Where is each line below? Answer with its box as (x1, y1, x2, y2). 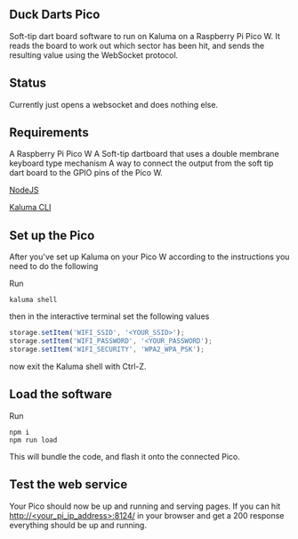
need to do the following (9, 261, 99, 272)
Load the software (9, 387, 113, 402)
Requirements (9, 125, 89, 141)
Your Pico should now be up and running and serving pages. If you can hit (9, 501, 281, 511)
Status (9, 76, 47, 91)
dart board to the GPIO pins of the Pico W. (9, 167, 163, 178)
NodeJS (9, 184, 39, 195)
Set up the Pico (9, 227, 95, 243)
